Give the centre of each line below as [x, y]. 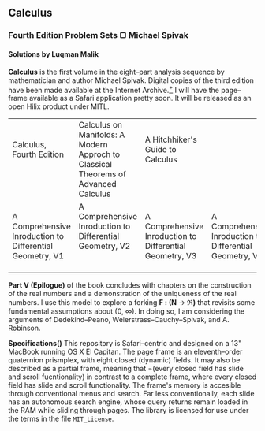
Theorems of [102, 174]
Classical [95, 165]
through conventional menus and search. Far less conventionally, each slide [131, 394]
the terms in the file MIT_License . [61, 419]
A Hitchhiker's [171, 139]
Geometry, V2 [105, 246]
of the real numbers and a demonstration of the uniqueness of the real [122, 294]
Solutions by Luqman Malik [54, 54]
